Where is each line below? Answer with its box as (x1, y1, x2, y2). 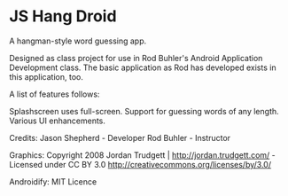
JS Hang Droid (9, 6, 117, 27)
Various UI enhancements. (9, 115, 106, 126)
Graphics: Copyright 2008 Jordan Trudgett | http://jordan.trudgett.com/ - (9, 149, 276, 161)
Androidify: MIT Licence (9, 176, 97, 187)
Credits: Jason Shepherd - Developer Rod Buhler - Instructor (9, 132, 231, 143)
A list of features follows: (9, 89, 100, 99)
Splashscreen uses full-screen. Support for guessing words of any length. (9, 106, 279, 116)
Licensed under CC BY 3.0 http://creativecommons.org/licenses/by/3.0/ (9, 159, 272, 169)
